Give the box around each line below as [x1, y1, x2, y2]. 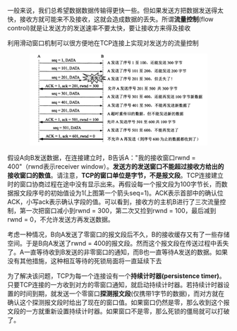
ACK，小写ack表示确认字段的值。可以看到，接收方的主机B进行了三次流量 [7, 198, 220, 206]
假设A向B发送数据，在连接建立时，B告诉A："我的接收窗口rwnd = [7, 154, 196, 162]
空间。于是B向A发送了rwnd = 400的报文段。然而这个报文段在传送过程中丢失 [7, 239, 229, 248]
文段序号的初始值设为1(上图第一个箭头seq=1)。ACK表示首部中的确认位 [19, 189, 224, 198]
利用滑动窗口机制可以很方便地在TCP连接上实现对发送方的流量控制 [7, 39, 199, 47]
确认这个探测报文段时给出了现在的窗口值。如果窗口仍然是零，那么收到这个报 [7, 299, 230, 307]
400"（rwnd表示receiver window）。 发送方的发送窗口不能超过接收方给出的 [7, 162, 224, 171]
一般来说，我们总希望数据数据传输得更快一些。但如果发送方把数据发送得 [7, 6, 217, 14]
